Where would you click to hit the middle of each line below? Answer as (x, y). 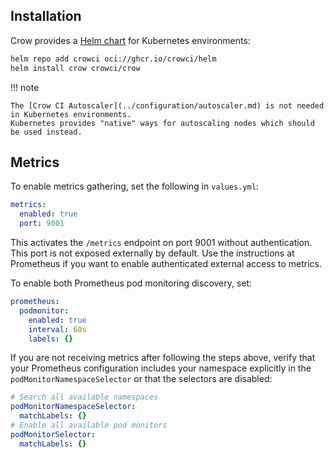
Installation (46, 16)
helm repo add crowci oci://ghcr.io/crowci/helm (113, 59)
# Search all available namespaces (84, 397)
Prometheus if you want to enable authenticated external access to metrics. (166, 263)
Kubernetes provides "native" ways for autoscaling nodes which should (162, 123)
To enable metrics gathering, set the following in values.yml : (134, 186)
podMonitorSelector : (53, 434)
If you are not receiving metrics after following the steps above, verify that (163, 358)
